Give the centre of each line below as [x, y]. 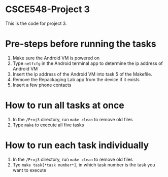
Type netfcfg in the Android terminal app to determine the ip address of [88, 63]
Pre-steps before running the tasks [81, 44]
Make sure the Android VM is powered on [56, 58]
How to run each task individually [77, 145]
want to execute [29, 170]
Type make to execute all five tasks [48, 125]
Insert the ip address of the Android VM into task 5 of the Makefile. [82, 74]
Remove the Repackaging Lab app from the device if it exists [76, 79]
